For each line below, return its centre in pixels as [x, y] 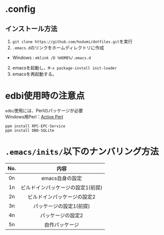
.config [20, 9]
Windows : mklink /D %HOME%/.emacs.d [51, 58]
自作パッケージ [62, 225]
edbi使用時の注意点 [45, 96]
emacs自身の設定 [62, 178]
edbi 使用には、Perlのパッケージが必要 [44, 111]
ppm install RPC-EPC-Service [35, 126]
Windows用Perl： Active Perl [34, 117]
